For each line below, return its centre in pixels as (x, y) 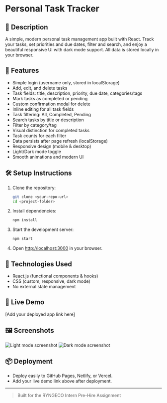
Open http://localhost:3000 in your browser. (57, 248)
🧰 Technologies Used (39, 264)
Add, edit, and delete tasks (40, 88)
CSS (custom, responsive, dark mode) (51, 281)
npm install (25, 220)
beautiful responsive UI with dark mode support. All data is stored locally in (82, 50)
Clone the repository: (34, 188)
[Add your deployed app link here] (40, 314)
